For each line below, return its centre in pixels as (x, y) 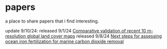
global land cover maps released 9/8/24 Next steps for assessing (94, 36)
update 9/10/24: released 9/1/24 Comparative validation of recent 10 (76, 30)
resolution (16, 36)
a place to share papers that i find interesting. (52, 21)
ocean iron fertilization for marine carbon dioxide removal (64, 41)
